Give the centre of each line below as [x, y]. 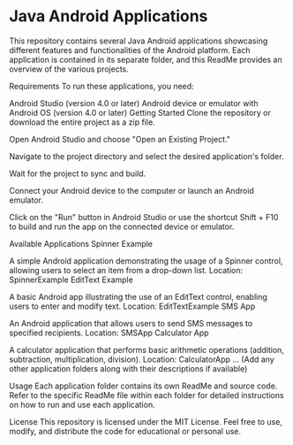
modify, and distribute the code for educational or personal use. [125, 431]
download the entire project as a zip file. [83, 122]
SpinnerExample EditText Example [71, 280]
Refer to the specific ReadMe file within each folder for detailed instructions [146, 395]
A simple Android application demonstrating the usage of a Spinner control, [146, 261]
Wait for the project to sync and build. [78, 173]
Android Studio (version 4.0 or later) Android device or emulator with [134, 103]
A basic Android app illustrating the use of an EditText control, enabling [138, 296]
